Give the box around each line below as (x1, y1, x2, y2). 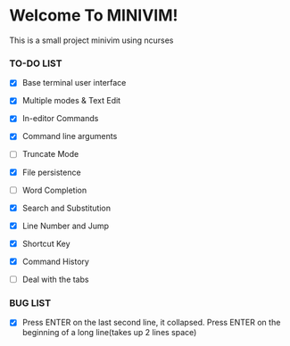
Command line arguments (21, 131, 118, 142)
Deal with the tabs (21, 274, 89, 284)
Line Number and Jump (21, 220, 110, 231)
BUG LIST (9, 296, 52, 309)
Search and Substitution (21, 202, 112, 213)
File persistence (21, 167, 82, 177)
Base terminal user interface (21, 78, 127, 88)
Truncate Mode (21, 149, 79, 160)
